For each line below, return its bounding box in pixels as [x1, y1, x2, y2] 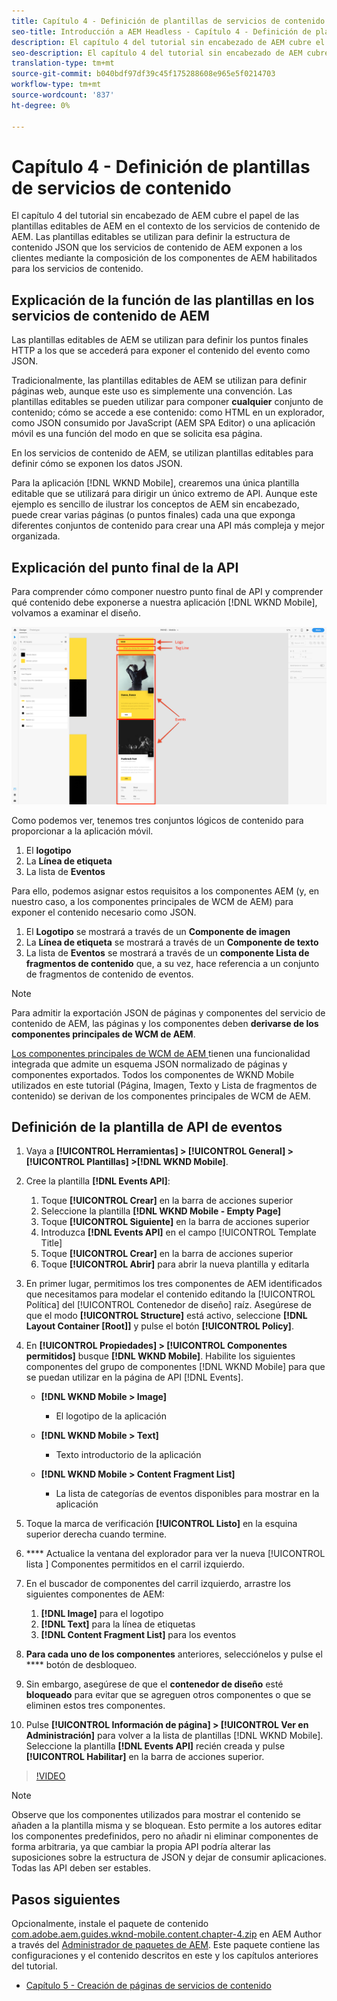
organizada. [11, 530, 61, 542]
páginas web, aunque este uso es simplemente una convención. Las [11, 385, 293, 397]
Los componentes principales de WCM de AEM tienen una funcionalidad [11, 1047, 311, 1059]
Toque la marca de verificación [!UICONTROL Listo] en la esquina [25, 1518, 298, 1530]
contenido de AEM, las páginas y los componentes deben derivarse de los [11, 1017, 319, 1029]
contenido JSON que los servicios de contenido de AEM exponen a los [11, 241, 303, 254]
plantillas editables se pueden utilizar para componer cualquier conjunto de [11, 396, 324, 408]
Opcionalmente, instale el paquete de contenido [11, 1918, 209, 1930]
